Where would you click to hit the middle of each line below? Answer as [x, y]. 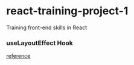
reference [18, 56]
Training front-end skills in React [47, 27]
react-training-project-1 [67, 11]
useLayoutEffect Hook [40, 43]
